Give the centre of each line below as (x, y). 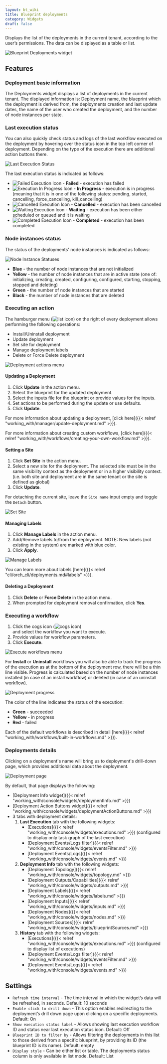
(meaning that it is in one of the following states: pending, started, (80, 194)
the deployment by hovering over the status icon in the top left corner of (79, 144)
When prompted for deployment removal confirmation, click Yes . (79, 603)
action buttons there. (27, 154)
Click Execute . (27, 642)
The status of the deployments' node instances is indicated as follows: (78, 249)
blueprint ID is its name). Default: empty (53, 1046)
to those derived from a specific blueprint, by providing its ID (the (80, 1040)
